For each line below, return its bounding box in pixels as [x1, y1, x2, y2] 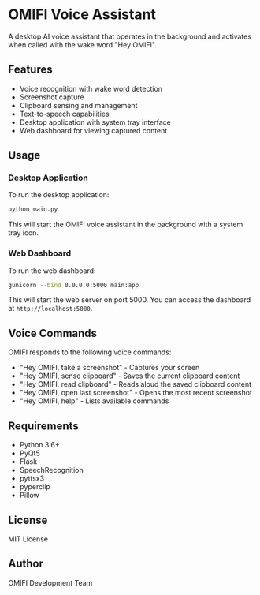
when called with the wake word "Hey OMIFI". [8, 39, 158, 49]
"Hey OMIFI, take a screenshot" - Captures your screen [19, 363, 200, 372]
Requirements [8, 419, 79, 432]
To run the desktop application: [8, 190, 110, 200]
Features [8, 63, 53, 77]
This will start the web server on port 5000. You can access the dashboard [8, 295, 251, 305]
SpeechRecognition [19, 466, 84, 475]
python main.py [8, 205, 58, 214]
